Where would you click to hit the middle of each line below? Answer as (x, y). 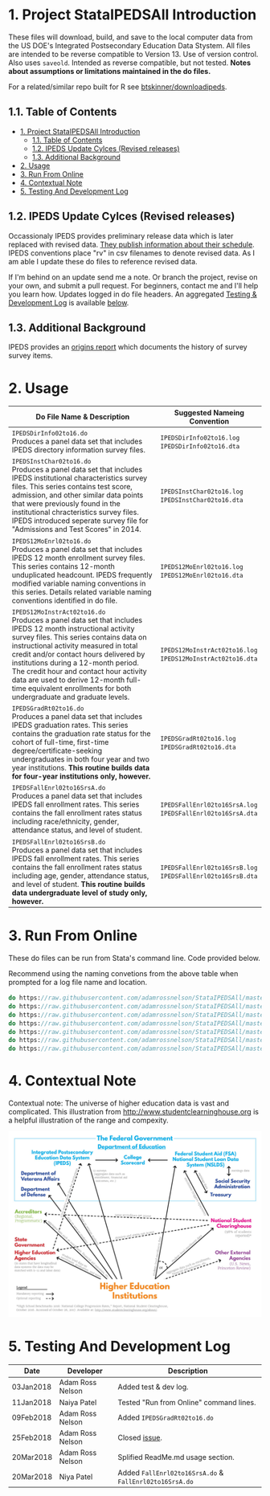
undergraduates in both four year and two (81, 759)
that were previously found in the (66, 504)
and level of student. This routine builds (78, 884)
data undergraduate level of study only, (80, 893)
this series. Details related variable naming (82, 591)
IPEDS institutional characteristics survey (80, 478)
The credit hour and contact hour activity (79, 671)
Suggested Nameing (209, 412)
